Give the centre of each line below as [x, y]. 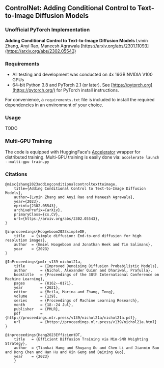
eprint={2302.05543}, [36, 206]
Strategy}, [16, 343]
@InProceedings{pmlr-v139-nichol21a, [44, 262]
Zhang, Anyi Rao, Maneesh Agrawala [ [44, 46]
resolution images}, [26, 240]
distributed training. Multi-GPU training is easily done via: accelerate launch [82, 157]
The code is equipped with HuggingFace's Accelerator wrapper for [73, 152]
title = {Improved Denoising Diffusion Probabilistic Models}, [87, 266]
